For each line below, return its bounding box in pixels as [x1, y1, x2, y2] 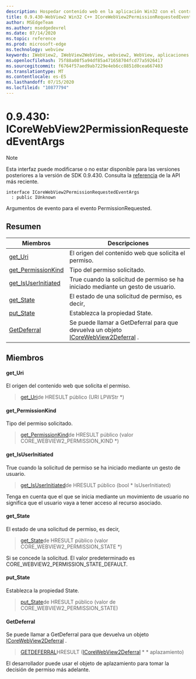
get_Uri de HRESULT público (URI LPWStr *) [20, 393, 124, 401]
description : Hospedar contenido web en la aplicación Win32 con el [6, 8, 176, 15]
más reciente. [6, 178, 39, 185]
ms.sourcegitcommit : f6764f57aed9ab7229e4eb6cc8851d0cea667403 [6, 63, 163, 69]
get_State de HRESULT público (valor [20, 537, 108, 544]
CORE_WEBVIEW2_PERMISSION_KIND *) [20, 437, 120, 445]
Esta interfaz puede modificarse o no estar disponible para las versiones [6, 165, 180, 173]
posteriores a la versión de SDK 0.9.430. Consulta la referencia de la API [6, 172, 180, 179]
